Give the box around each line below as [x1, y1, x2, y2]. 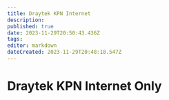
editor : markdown [7, 42, 57, 49]
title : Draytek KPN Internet [7, 10, 91, 17]
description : [7, 17, 45, 23]
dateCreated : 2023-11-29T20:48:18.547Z [7, 49, 122, 56]
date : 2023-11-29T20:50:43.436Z [7, 29, 100, 37]
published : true [7, 23, 54, 30]
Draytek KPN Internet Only [7, 79, 162, 94]
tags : [7, 36, 23, 43]
